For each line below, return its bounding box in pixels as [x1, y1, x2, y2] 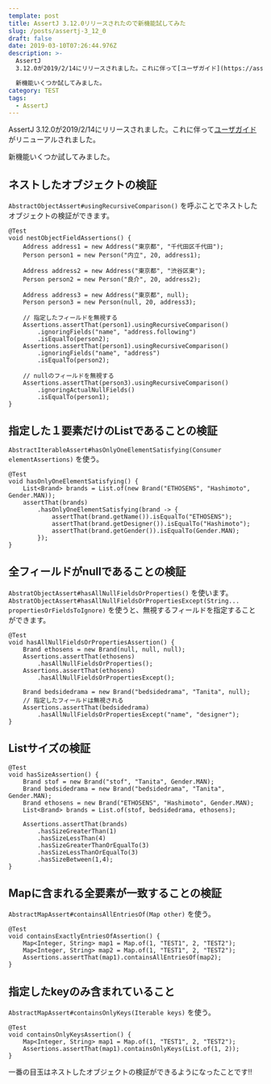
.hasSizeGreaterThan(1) [37, 827, 117, 835]
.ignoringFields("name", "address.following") [37, 328, 197, 336]
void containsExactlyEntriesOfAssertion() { [8, 932, 161, 941]
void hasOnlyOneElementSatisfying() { [8, 477, 139, 485]
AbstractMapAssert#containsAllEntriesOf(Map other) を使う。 [8, 910, 215, 919]
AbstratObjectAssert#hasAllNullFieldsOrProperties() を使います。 [8, 587, 233, 598]
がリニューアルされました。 [8, 135, 101, 145]
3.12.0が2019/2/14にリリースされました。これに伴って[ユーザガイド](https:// [15, 65, 253, 73]
